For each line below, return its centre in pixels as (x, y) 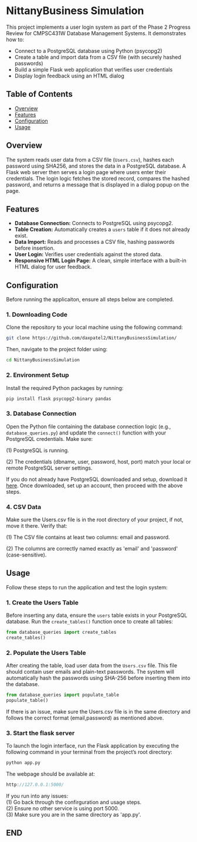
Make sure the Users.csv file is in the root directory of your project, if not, (95, 520)
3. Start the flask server (40, 733)
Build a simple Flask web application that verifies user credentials (94, 69)
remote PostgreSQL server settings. (49, 468)
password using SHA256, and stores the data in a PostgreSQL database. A (96, 166)
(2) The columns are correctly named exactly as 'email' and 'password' (92, 549)
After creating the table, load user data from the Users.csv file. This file (92, 666)
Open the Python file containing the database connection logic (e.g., (89, 426)
